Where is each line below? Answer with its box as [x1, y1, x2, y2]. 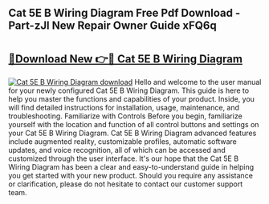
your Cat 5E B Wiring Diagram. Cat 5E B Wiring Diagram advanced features [8, 128, 257, 138]
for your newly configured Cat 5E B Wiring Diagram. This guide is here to [8, 86, 250, 95]
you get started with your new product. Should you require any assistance [8, 171, 253, 180]
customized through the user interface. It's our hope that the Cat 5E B [8, 154, 239, 163]
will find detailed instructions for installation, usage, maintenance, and [8, 103, 239, 112]
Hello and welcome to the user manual [134, 78, 262, 86]
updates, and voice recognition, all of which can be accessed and [8, 146, 226, 154]
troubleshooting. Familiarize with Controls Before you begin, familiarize [8, 111, 243, 121]
